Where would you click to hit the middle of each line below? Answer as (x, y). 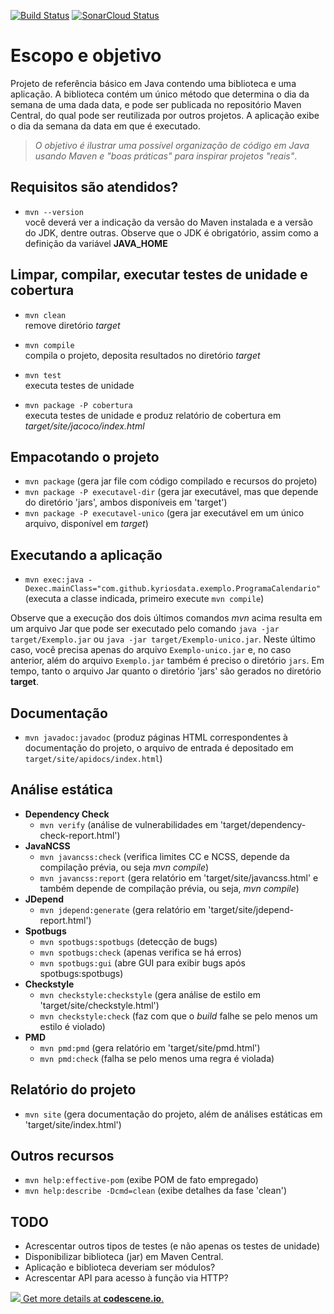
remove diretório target (72, 325)
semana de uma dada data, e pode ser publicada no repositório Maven (156, 104)
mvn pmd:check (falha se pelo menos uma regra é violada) (157, 1058)
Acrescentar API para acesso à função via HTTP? (126, 1278)
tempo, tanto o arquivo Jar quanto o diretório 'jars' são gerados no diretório (166, 671)
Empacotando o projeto (85, 456)
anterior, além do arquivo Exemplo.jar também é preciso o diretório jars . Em (167, 661)
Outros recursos (62, 1156)
